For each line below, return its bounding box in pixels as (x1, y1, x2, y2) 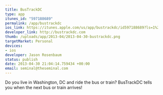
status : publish (5, 57, 38, 62)
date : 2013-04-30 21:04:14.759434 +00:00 (5, 61, 90, 66)
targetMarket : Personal (5, 39, 53, 44)
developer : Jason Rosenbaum (5, 52, 62, 57)
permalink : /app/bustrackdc (5, 20, 62, 26)
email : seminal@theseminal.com (5, 66, 68, 71)
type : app (5, 12, 25, 17)
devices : (5, 43, 23, 48)
